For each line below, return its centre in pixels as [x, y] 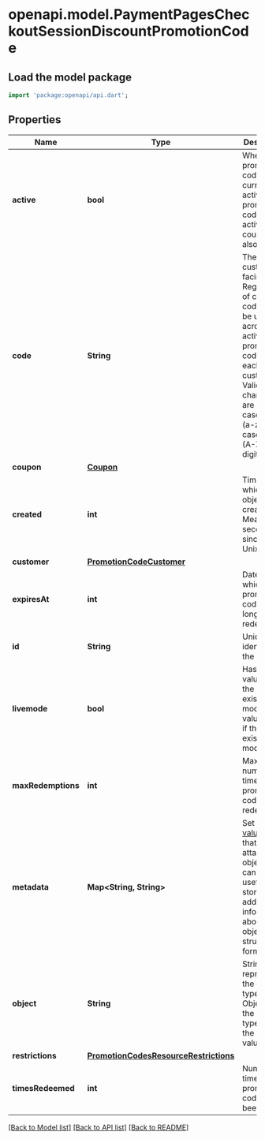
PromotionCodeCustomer [136, 562]
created [27, 514]
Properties [35, 120]
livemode [30, 708]
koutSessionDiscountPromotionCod [129, 31]
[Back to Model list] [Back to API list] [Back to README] [99, 1127]
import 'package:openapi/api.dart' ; [68, 95]
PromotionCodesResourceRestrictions [161, 1055]
